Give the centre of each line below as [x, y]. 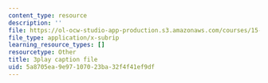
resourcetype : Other [43, 52]
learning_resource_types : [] [57, 45]
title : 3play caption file [53, 60]
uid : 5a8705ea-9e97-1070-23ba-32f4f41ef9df [82, 67]
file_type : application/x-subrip [64, 38]
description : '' [35, 23]
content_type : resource [48, 15]
